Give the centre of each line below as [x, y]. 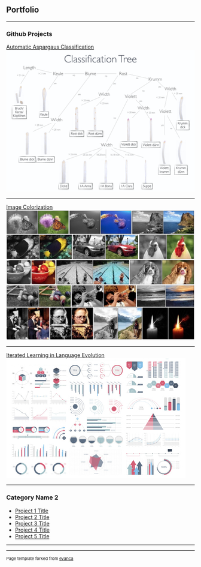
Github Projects [29, 34]
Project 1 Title [32, 511]
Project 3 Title [32, 523]
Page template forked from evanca [40, 558]
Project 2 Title [32, 517]
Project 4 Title [32, 530]
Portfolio [23, 10]
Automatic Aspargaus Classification [50, 47]
